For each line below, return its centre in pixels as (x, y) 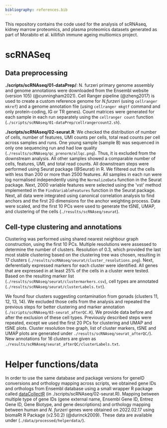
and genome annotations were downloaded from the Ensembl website (77, 90)
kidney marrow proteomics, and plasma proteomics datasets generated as (81, 29)
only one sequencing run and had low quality (51, 148)
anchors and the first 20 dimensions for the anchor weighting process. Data (83, 201)
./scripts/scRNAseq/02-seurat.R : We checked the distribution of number (81, 132)
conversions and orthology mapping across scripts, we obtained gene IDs (81, 383)
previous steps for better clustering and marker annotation (65, 307)
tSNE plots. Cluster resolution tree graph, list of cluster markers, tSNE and (81, 328)
